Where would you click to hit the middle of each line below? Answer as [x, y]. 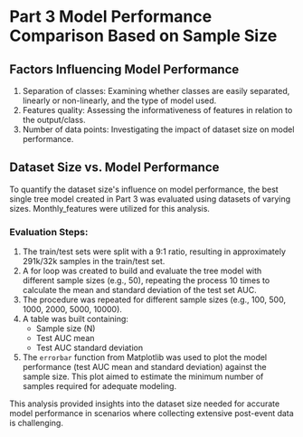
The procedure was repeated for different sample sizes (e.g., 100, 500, [154, 299]
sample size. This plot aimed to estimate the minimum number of [143, 376]
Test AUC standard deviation [89, 348]
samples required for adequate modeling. [99, 386]
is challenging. [36, 423]
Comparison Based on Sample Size [143, 36]
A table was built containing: [76, 319]
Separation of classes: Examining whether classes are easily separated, [156, 91]
